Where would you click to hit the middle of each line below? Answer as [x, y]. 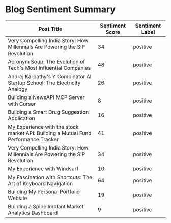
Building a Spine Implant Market [46, 206]
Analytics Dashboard [33, 213]
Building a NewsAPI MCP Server [46, 97]
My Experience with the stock [43, 127]
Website [18, 198]
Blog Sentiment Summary [61, 9]
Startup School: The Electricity [44, 83]
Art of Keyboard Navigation [40, 183]
